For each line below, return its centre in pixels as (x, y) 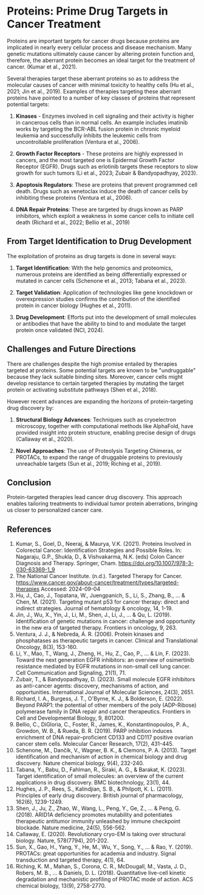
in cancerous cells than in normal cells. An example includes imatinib (102, 122)
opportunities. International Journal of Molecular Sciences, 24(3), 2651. (105, 692)
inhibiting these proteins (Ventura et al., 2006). (74, 197)
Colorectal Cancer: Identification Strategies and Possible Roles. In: (98, 550)
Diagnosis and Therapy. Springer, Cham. (66, 563)
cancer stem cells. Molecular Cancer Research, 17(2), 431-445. (95, 744)
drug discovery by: (30, 407)
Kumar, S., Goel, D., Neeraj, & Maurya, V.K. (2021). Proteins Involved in (104, 544)
